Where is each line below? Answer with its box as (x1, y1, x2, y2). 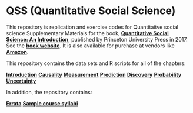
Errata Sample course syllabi (6, 100, 78, 107)
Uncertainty (6, 77, 36, 84)
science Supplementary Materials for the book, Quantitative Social (6, 29, 169, 36)
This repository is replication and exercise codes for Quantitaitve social (6, 23, 178, 30)
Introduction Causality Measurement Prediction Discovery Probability (6, 71, 182, 78)
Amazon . (6, 48, 29, 55)
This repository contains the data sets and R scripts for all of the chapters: (6, 60, 186, 67)
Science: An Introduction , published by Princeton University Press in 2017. (6, 36, 188, 43)
